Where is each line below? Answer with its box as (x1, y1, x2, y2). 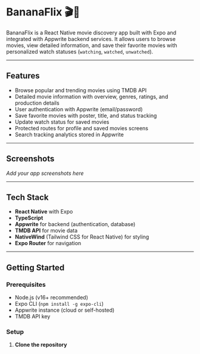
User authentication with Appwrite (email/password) (14, 105, 143, 112)
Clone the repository (14, 341, 67, 349)
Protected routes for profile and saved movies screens (14, 124, 149, 131)
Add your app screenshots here (6, 170, 85, 177)
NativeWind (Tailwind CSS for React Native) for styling (14, 233, 149, 240)
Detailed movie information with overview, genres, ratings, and (14, 93, 168, 100)
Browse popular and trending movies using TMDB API (14, 86, 147, 93)
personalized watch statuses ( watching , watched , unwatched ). (6, 48, 154, 55)
